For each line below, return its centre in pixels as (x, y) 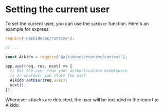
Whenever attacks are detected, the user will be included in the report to (82, 99)
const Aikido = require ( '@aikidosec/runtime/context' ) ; (66, 57)
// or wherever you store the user (48, 76)
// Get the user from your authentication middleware (69, 71)
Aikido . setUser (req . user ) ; (39, 80)
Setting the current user (58, 9)
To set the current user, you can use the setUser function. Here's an (77, 24)
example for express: (28, 29)
